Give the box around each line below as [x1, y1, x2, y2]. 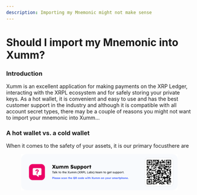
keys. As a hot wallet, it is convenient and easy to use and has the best [6, 95, 179, 103]
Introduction [6, 69, 43, 77]
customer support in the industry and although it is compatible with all [6, 102, 177, 109]
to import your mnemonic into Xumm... [6, 114, 100, 121]
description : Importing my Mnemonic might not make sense [6, 9, 152, 15]
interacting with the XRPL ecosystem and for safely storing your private [6, 89, 180, 96]
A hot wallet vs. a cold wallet [6, 129, 90, 137]
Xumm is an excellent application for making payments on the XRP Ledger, [6, 83, 188, 90]
